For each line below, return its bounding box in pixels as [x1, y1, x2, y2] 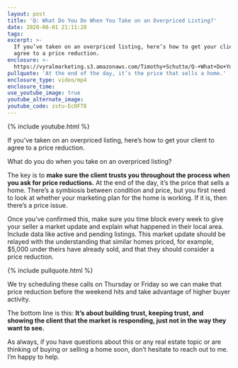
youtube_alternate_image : [7, 96, 84, 104]
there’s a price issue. [7, 201, 68, 209]
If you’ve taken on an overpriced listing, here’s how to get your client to [7, 135, 215, 144]
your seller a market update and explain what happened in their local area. [7, 222, 224, 230]
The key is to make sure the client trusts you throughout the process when [7, 171, 230, 179]
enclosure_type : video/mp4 [7, 76, 87, 84]
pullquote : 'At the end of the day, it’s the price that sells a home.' [7, 69, 227, 77]
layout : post [7, 10, 46, 18]
